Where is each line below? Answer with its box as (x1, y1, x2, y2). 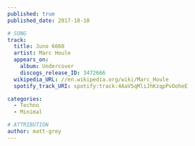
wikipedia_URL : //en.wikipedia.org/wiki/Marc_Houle (13, 76, 170, 83)
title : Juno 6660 (13, 43, 65, 50)
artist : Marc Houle (13, 50, 71, 57)
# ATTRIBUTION (7, 121, 49, 128)
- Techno (13, 102, 40, 109)
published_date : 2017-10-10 (7, 17, 90, 24)
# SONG (7, 30, 27, 37)
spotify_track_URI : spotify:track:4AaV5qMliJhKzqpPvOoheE (13, 82, 189, 89)
